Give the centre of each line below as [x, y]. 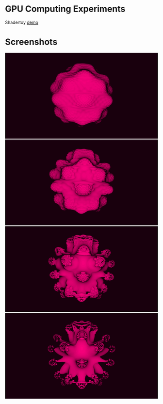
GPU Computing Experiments [65, 9]
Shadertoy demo [22, 22]
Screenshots [31, 42]
